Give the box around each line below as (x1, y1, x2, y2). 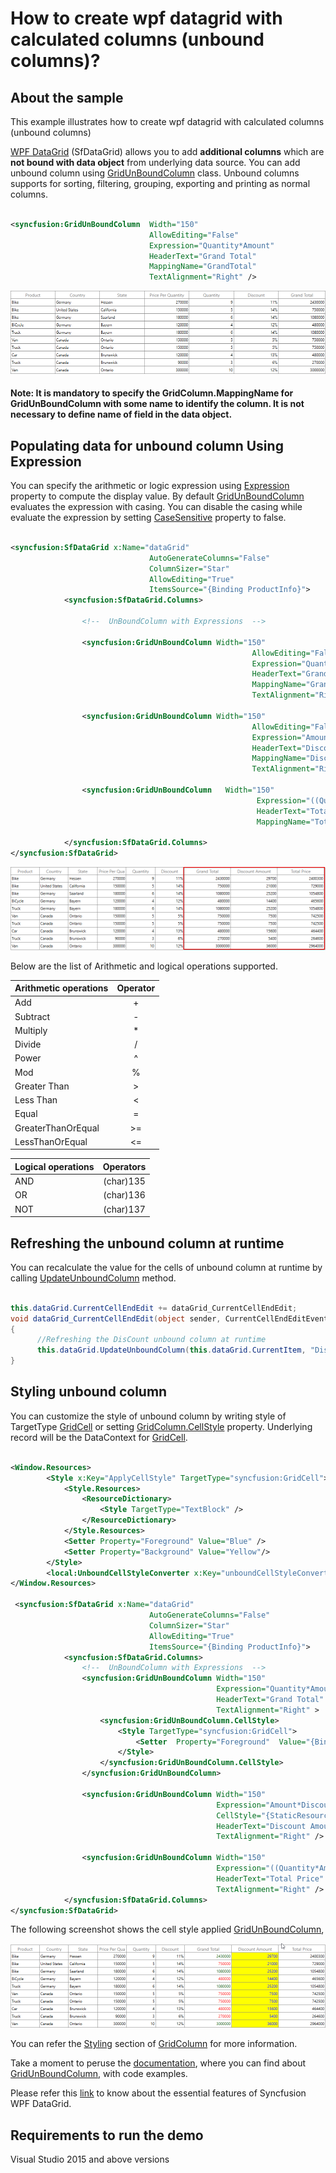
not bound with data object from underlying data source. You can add (10, 157, 301, 168)
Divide (14, 1038, 42, 1051)
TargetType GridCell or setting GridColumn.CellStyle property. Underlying (10, 1420, 313, 1432)
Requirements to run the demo (10, 2127, 204, 2144)
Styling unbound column (10, 1383, 168, 1401)
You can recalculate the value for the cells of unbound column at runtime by (10, 1261, 323, 1273)
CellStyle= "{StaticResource (216, 1810, 333, 1821)
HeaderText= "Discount (216, 1821, 307, 1831)
